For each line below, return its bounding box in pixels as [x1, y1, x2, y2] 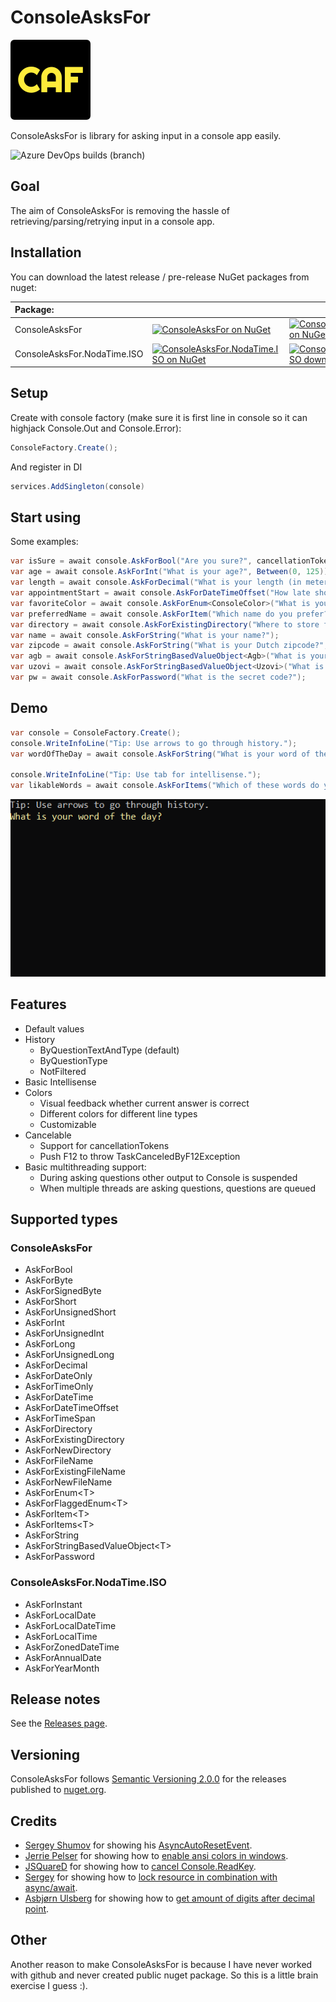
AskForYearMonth [24, 1662, 100, 1674]
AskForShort [24, 1296, 77, 1308]
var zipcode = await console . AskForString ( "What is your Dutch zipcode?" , [10, 641, 329, 651]
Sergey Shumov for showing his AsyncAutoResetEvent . [24, 1839, 253, 1851]
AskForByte [24, 1274, 73, 1286]
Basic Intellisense [24, 1076, 97, 1088]
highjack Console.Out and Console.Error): [10, 422, 182, 434]
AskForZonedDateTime [24, 1641, 120, 1653]
